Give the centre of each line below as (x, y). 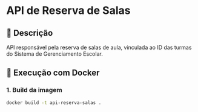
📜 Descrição (30, 33)
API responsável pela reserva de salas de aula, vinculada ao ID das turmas (99, 47)
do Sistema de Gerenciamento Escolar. (54, 54)
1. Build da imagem (34, 90)
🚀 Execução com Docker (53, 73)
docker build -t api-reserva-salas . (54, 103)
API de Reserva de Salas (68, 11)
